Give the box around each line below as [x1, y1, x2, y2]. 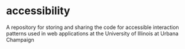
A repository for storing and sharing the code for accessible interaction [6, 24, 179, 31]
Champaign [6, 36, 34, 43]
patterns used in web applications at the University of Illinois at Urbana [6, 30, 179, 37]
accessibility [6, 4, 70, 18]
